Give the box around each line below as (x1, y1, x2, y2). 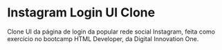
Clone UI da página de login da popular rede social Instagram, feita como (7, 27, 216, 36)
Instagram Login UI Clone (7, 5, 156, 21)
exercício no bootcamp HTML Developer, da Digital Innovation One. (7, 34, 199, 42)
